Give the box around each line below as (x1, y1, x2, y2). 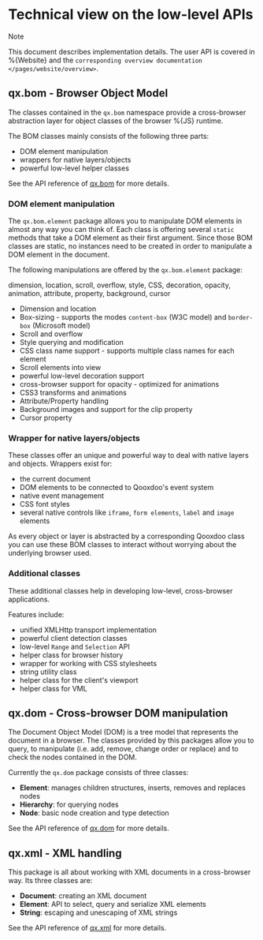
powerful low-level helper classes (19, 163, 130, 173)
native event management (19, 491, 105, 500)
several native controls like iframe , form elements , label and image (19, 507, 235, 518)
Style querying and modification (19, 338, 124, 347)
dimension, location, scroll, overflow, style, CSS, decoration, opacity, (8, 280, 231, 290)
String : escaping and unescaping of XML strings (19, 908, 178, 917)
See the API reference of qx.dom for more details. (8, 823, 169, 833)
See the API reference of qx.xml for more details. (8, 923, 167, 933)
